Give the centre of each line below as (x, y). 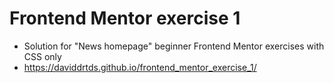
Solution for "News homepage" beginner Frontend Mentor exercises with (174, 46)
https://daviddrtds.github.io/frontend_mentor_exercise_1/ (140, 67)
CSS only (42, 56)
